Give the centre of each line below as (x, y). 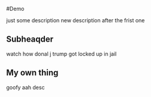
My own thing (32, 73)
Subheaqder (30, 39)
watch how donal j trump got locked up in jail (61, 54)
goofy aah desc (25, 87)
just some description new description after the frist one (75, 20)
